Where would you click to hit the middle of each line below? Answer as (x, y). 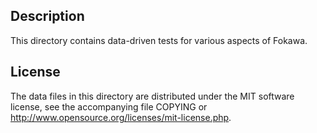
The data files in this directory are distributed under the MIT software (152, 96)
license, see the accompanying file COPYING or (109, 106)
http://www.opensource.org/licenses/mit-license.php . (121, 117)
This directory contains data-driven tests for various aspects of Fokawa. (159, 40)
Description (47, 16)
